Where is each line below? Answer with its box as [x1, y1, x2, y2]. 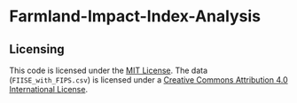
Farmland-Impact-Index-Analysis [9, 6, 262, 27]
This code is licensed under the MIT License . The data [9, 65, 208, 75]
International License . [9, 84, 89, 94]
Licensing [9, 42, 65, 57]
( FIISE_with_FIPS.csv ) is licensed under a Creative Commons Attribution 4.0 [9, 75, 288, 85]
